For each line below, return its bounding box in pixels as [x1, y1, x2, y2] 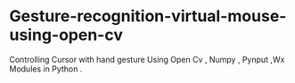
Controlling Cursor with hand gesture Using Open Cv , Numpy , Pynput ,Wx [9, 54, 285, 64]
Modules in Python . [9, 64, 83, 74]
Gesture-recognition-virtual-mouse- [9, 6, 287, 26]
